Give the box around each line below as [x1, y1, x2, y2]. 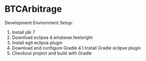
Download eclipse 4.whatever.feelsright [11, 34, 93, 40]
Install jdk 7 [11, 29, 35, 35]
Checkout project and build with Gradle [11, 50, 92, 56]
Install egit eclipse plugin [11, 39, 63, 45]
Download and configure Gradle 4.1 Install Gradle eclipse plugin [11, 45, 142, 51]
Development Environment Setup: [4, 20, 73, 26]
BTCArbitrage [4, 3, 62, 15]
